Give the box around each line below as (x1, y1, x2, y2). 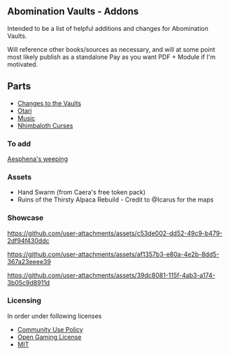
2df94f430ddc (7, 236, 50, 244)
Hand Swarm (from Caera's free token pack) (17, 188, 146, 197)
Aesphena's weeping (7, 154, 69, 163)
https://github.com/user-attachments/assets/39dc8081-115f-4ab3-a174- (7, 271, 215, 279)
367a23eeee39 (7, 257, 51, 265)
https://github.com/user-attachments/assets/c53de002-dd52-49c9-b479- (7, 229, 223, 237)
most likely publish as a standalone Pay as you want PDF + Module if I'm (7, 53, 216, 61)
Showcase (7, 213, 44, 223)
